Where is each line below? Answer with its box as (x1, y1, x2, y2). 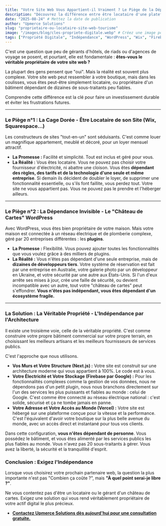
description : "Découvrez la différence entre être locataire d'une (5, 12, 147, 17)
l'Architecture (5, 316, 39, 323)
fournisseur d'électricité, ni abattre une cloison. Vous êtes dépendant (12, 165, 154, 171)
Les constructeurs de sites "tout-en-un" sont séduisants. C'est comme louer (5, 134, 161, 140)
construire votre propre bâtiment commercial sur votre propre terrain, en (5, 333, 153, 339)
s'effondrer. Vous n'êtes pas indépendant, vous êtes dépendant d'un (12, 288, 156, 294)
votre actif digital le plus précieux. (5, 501, 74, 507)
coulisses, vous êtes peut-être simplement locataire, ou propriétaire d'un (5, 79, 153, 85)
